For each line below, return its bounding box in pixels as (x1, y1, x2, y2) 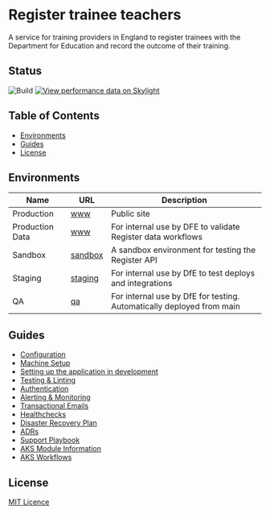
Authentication (19, 384, 69, 394)
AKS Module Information (19, 444, 102, 454)
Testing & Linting (19, 375, 76, 385)
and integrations (111, 278, 173, 289)
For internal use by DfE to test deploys (111, 267, 256, 279)
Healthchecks (19, 409, 67, 420)
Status (8, 64, 43, 78)
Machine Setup (19, 359, 71, 368)
